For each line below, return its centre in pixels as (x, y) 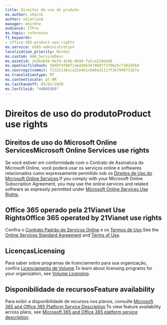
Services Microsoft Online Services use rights (77, 150)
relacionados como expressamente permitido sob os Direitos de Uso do (79, 173)
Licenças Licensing (35, 251)
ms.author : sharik (24, 14)
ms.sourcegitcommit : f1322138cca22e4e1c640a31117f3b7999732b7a (72, 70)
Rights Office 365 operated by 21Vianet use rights (83, 218)
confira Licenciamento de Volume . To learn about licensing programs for (79, 268)
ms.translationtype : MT (30, 75)
